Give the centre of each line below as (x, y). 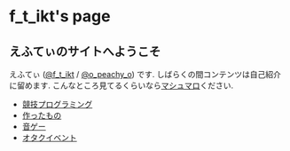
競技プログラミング (57, 104)
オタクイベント (49, 138)
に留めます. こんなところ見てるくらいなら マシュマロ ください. (121, 85)
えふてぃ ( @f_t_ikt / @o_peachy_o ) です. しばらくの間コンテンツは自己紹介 (145, 74)
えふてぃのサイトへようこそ (85, 51)
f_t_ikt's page (60, 16)
